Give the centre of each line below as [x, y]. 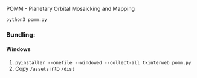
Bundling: [21, 34]
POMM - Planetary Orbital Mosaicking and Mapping [70, 9]
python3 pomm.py [27, 20]
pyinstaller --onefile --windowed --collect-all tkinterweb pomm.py [103, 63]
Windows [18, 49]
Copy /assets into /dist [45, 69]
